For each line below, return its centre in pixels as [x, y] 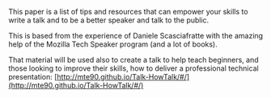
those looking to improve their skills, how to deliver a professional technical [133, 68]
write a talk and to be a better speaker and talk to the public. [109, 20]
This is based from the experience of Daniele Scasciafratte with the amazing [136, 36]
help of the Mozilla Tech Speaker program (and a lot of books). [113, 44]
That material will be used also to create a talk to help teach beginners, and [133, 60]
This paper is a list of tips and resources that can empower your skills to [128, 12]
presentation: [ [33, 77]
